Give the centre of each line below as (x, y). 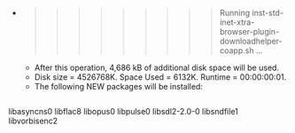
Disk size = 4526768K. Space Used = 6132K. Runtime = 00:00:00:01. (160, 77)
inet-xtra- (237, 22)
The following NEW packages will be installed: (118, 86)
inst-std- (268, 13)
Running (235, 13)
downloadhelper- (251, 41)
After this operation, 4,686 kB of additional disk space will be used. (157, 67)
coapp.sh (237, 51)
